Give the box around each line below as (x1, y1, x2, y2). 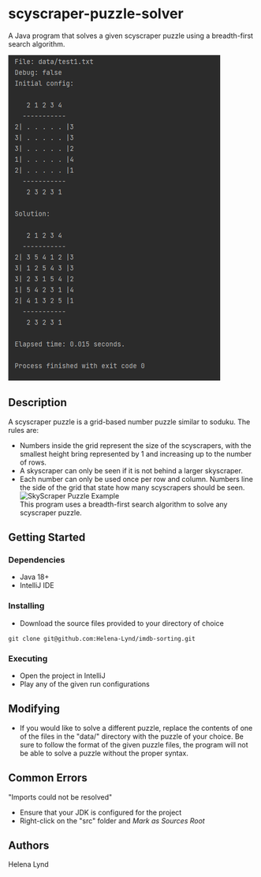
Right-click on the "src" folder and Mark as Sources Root (19, 815, 205, 826)
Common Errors (8, 771, 88, 785)
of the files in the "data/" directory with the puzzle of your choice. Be (19, 732, 244, 741)
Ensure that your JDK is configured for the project (19, 807, 182, 817)
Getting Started (8, 531, 86, 544)
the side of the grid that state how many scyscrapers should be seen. (19, 483, 245, 492)
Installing (8, 600, 45, 612)
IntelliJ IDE (19, 581, 54, 590)
